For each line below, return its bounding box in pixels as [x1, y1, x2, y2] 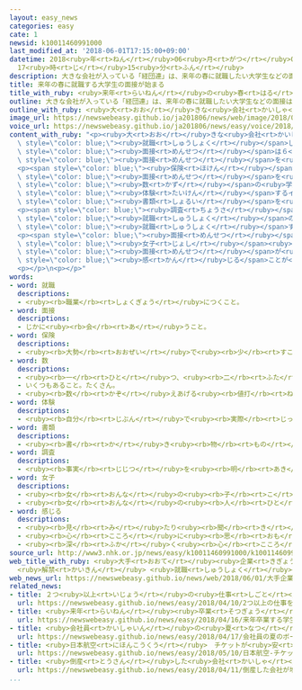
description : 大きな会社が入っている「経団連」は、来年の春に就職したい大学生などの [9, 72, 289, 81]
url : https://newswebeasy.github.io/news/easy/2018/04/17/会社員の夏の [17, 632, 283, 641]
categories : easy [9, 22, 75, 31]
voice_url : [9, 122, 50, 131]
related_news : [9, 582, 63, 591]
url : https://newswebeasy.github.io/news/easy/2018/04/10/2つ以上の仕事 [17, 599, 288, 608]
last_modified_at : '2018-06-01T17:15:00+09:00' [9, 47, 191, 56]
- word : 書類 [9, 423, 56, 432]
